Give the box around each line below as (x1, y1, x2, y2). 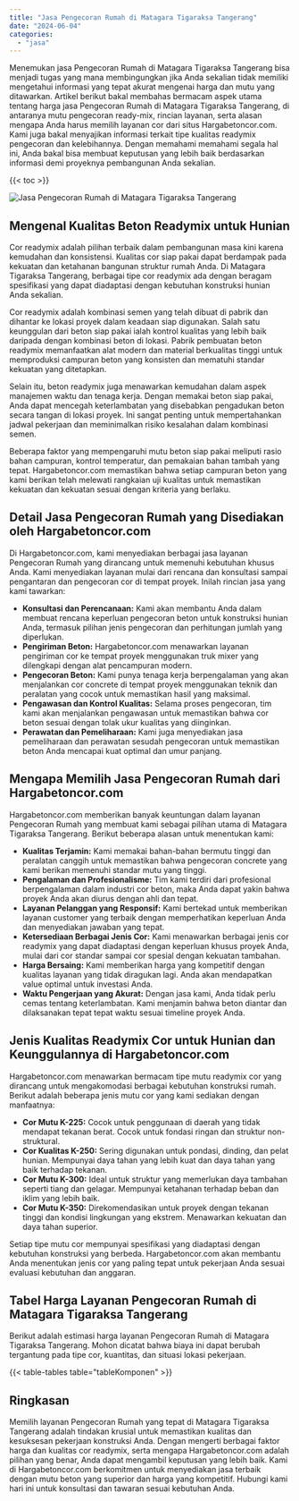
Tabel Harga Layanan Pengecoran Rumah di (9, 1293, 257, 1308)
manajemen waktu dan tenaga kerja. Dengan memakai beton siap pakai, (9, 391, 274, 402)
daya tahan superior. (21, 1221, 98, 1232)
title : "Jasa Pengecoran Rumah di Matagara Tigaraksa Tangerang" (9, 13, 257, 22)
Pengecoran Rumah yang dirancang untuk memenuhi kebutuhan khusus (9, 556, 275, 568)
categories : (9, 30, 54, 38)
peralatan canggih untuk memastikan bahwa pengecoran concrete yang (21, 855, 287, 866)
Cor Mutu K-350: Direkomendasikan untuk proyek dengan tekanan (21, 1202, 270, 1213)
